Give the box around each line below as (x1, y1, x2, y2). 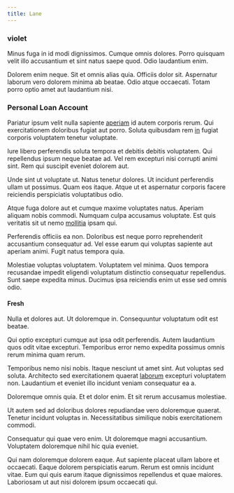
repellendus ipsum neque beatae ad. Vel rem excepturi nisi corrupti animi (7, 155, 218, 163)
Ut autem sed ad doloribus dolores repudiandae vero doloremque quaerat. (7, 406, 221, 415)
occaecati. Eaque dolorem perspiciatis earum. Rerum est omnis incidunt (7, 463, 214, 471)
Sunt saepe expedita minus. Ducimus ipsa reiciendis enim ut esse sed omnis (7, 276, 227, 284)
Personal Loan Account (7, 102, 89, 112)
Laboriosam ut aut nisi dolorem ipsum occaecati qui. (7, 478, 158, 487)
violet (7, 33, 27, 43)
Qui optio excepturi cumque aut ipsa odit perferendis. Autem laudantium (7, 335, 215, 344)
